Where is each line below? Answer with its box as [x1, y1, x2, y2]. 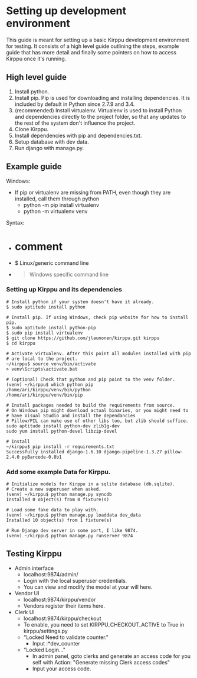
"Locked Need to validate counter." [23, 634, 109, 641]
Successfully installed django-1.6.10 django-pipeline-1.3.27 [6, 449, 162, 455]
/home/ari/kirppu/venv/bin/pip [6, 392, 83, 398]
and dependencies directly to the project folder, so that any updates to [14, 113, 186, 120]
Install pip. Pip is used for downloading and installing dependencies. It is [14, 94, 191, 101]
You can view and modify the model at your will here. [23, 583, 153, 591]
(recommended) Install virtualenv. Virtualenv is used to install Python [14, 106, 182, 113]
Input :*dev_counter [32, 640, 81, 647]
